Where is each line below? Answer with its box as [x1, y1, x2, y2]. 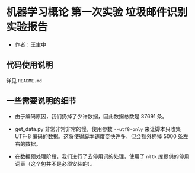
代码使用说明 [6, 60, 53, 70]
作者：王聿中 [14, 41, 46, 48]
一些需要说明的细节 [6, 96, 76, 106]
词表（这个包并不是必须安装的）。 [14, 160, 96, 167]
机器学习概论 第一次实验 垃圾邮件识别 [6, 5, 188, 19]
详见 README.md [6, 76, 43, 84]
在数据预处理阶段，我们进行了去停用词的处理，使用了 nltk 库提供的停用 [14, 152, 190, 160]
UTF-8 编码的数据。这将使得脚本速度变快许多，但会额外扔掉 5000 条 [14, 133, 184, 140]
